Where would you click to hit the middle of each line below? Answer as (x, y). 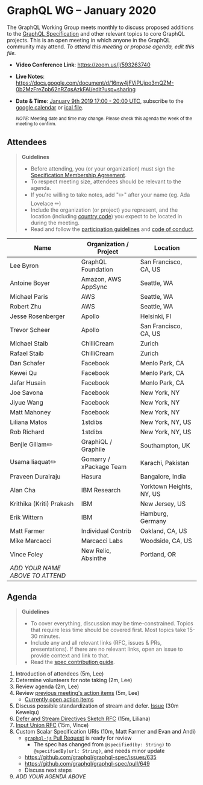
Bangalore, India (163, 477)
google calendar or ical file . (49, 107)
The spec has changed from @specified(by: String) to (102, 744)
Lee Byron (24, 265)
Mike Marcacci (31, 541)
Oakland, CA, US (164, 531)
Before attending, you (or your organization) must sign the (103, 168)
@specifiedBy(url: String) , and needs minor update (99, 751)
